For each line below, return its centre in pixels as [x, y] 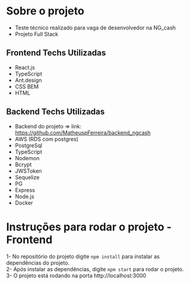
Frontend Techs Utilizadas [56, 53]
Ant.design [28, 80]
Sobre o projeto [45, 11]
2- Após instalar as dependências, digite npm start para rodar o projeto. [95, 269]
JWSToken [28, 171]
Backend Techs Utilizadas [55, 112]
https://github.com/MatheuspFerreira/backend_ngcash [83, 133]
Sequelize [27, 177]
